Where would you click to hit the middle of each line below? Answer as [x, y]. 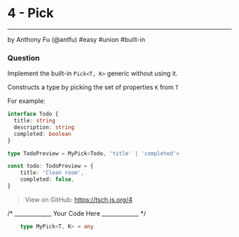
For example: [27, 101]
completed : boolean [43, 134]
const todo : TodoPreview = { [51, 166]
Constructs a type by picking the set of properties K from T [93, 88]
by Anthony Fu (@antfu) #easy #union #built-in [76, 39]
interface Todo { [33, 114]
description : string [44, 127]
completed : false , [47, 179]
